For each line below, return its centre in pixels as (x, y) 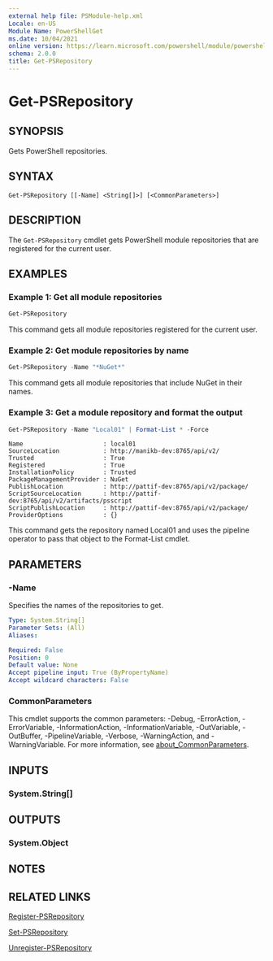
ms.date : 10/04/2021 (43, 39)
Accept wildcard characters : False (69, 681)
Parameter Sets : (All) (47, 628)
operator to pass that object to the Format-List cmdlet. (100, 539)
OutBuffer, (26, 736)
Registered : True (67, 465)
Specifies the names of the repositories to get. (86, 606)
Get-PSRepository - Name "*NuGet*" (67, 367)
